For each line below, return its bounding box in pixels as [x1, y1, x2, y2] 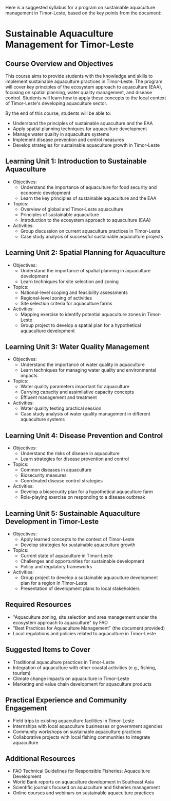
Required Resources [5, 600, 72, 609]
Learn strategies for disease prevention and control [20, 456, 129, 462]
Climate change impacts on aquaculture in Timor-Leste [12, 675, 129, 682]
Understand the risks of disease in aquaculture [20, 450, 120, 457]
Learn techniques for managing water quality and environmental [20, 367, 157, 373]
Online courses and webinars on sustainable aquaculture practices [12, 790, 154, 796]
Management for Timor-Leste [5, 39, 135, 50]
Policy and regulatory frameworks [20, 564, 92, 570]
